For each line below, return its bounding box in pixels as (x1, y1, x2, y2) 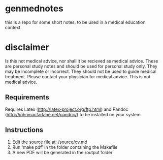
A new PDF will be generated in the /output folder (12, 149, 113, 155)
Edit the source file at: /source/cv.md (12, 139, 88, 145)
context (5, 24, 21, 30)
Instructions (5, 126, 43, 134)
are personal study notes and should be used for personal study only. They (5, 63, 158, 69)
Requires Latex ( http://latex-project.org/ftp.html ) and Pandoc (5, 106, 129, 112)
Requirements (5, 93, 49, 101)
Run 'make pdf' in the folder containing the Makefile (12, 144, 118, 150)
